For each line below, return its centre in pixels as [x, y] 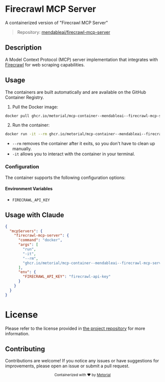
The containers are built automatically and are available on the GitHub [76, 92]
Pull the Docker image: [35, 107]
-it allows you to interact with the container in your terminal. [73, 154]
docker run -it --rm [26, 134]
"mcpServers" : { [26, 231]
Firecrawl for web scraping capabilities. [45, 64]
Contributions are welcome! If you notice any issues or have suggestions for [82, 361]
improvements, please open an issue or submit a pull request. [67, 366]
